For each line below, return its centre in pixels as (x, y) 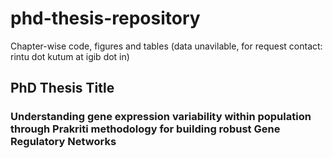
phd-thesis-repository (105, 18)
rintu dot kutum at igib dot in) (70, 56)
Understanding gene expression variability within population (161, 117)
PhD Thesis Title (62, 88)
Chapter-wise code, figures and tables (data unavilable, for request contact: (166, 46)
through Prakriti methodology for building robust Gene (145, 129)
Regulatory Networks (63, 142)
